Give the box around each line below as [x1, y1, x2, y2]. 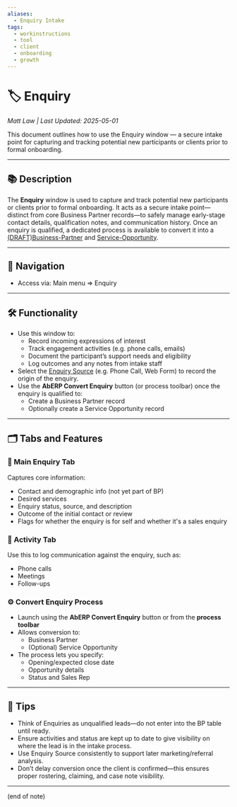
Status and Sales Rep [28, 673, 90, 682]
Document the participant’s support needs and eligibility [28, 352, 192, 361]
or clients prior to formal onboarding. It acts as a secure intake [7, 203, 188, 211]
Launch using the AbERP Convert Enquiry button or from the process [17, 613, 221, 622]
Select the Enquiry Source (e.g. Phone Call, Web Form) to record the [17, 367, 217, 376]
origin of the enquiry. [17, 374, 79, 383]
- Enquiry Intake [13, 17, 65, 24]
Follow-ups [17, 579, 51, 588]
